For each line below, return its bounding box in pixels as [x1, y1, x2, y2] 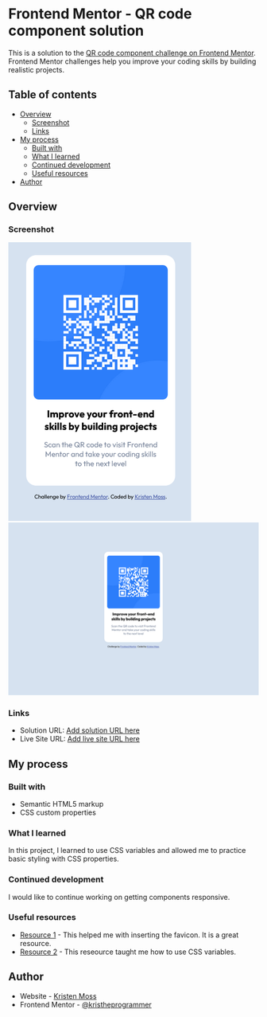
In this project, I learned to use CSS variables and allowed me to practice [8, 846, 246, 855]
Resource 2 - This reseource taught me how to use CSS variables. [19, 947, 237, 956]
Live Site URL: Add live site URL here [19, 734, 141, 744]
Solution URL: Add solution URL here [19, 726, 141, 735]
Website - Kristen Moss [19, 991, 97, 1000]
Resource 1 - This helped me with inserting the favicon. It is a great [19, 929, 239, 940]
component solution [8, 22, 145, 40]
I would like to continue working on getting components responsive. [8, 892, 230, 902]
